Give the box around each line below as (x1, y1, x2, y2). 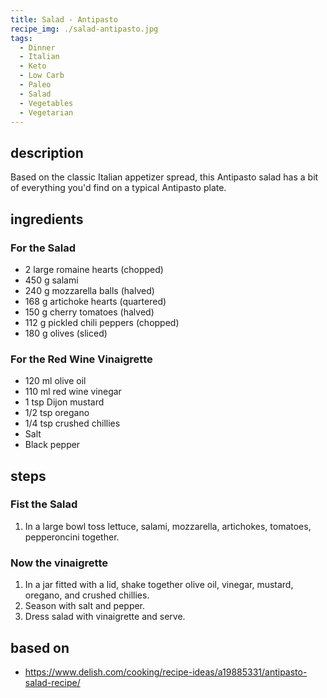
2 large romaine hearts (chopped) (24, 263, 164, 275)
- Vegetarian (19, 107, 74, 118)
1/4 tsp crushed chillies (24, 417, 121, 430)
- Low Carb (19, 71, 65, 81)
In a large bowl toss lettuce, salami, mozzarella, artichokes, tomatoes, (24, 520, 312, 532)
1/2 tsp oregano (24, 407, 90, 419)
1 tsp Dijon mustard (24, 396, 105, 408)
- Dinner (19, 42, 56, 53)
